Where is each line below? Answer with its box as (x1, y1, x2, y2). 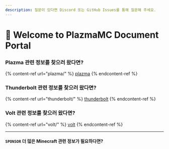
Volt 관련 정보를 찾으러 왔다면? (5, 110, 75, 117)
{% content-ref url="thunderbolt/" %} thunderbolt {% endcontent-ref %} (5, 96, 156, 102)
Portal (5, 40, 31, 51)
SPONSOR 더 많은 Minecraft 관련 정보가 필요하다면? (5, 138, 104, 144)
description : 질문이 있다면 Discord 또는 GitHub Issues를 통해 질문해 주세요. (5, 7, 156, 13)
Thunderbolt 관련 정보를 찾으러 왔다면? (5, 84, 97, 91)
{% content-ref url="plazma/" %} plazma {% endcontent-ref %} (5, 71, 138, 77)
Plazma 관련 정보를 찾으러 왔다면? (5, 59, 84, 66)
